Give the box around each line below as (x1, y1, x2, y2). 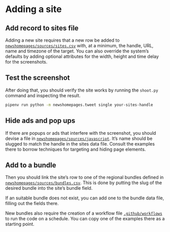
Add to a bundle (5, 161, 56, 169)
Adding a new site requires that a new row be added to (5, 37, 120, 43)
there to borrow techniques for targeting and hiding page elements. (5, 146, 146, 152)
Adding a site (5, 4, 62, 15)
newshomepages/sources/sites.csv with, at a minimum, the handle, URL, (5, 43, 154, 48)
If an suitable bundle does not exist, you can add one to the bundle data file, (5, 195, 164, 201)
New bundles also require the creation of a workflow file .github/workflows (5, 210, 162, 216)
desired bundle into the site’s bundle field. (5, 185, 93, 191)
